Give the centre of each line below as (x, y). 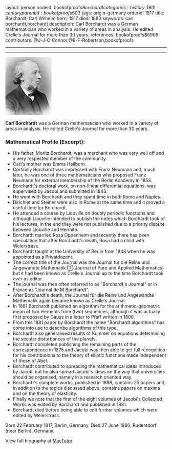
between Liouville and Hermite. (46, 230)
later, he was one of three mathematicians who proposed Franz (79, 175)
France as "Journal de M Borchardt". (51, 290)
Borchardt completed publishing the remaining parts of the (74, 345)
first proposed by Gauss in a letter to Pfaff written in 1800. (74, 317)
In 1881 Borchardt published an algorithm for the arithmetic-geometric (86, 306)
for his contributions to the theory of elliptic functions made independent (89, 355)
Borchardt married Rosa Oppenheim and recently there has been (81, 235)
